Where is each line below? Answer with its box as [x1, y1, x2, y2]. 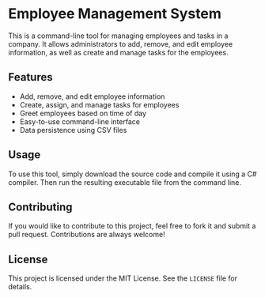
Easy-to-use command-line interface [19, 116, 141, 126]
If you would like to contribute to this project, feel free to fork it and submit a [8, 221, 256, 231]
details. [8, 282, 32, 292]
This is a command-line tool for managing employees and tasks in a [8, 31, 229, 40]
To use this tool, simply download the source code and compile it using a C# [8, 169, 257, 179]
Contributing [8, 200, 73, 213]
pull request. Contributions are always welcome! [8, 230, 165, 240]
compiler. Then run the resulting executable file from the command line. [8, 177, 242, 187]
